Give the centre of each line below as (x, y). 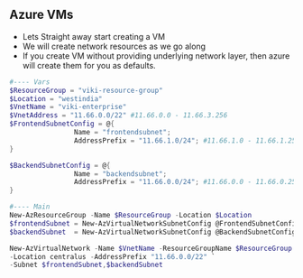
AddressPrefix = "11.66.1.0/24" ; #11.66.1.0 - (163, 140)
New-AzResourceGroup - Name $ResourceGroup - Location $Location (131, 216)
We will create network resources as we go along (114, 46)
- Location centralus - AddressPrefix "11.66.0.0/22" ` (113, 256)
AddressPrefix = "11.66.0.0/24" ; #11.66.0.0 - (163, 182)
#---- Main (30, 207)
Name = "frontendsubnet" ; (122, 133)
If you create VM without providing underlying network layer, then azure (156, 56)
